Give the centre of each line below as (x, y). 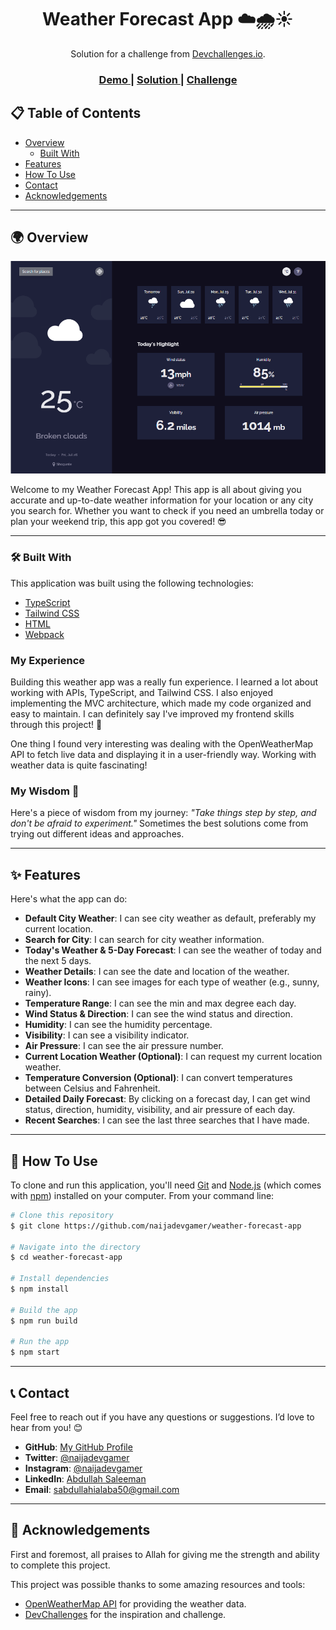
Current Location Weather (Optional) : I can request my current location (173, 1057)
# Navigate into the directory (75, 1247)
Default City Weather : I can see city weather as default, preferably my (170, 918)
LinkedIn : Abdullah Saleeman (85, 1478)
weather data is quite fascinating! (79, 765)
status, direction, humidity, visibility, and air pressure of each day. (160, 1110)
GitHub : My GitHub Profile (78, 1447)
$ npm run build (44, 1321)
